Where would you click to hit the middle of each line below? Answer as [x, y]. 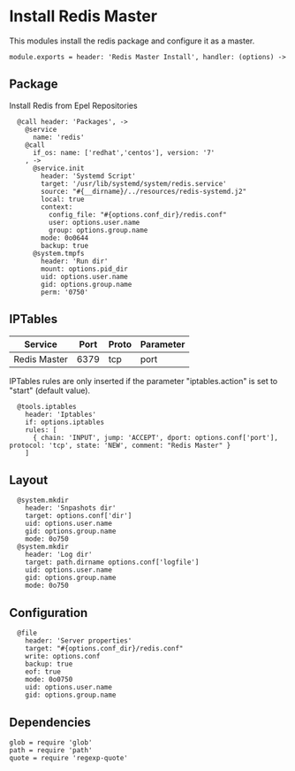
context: [57, 207]
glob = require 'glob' [51, 743]
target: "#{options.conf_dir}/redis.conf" [104, 649]
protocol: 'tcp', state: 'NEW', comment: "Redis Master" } [120, 445]
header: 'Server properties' [79, 641]
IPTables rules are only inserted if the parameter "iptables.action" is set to [144, 381]
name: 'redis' [59, 137]
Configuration [49, 613]
